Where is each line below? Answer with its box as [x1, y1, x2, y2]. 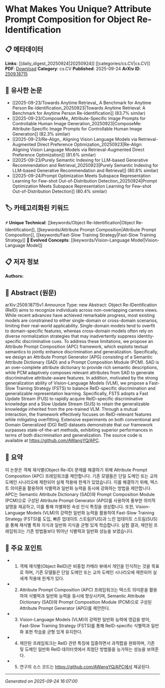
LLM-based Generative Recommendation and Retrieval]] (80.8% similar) [12, 167, 159, 173]
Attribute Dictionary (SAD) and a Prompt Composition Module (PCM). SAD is [5, 359, 160, 365]
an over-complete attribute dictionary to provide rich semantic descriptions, [5, 365, 159, 370]
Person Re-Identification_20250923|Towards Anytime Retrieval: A [12, 105, 146, 111]
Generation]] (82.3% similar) [12, 131, 70, 137]
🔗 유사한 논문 [5, 86, 43, 95]
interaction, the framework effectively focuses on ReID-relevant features [5, 411, 152, 418]
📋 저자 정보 [5, 258, 39, 266]
